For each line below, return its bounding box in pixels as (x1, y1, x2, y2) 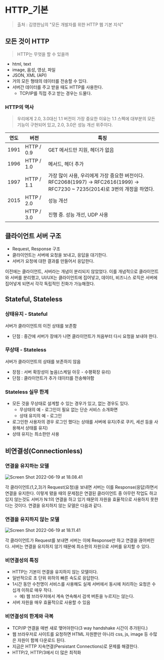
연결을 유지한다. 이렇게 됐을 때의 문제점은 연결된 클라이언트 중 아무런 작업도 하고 (5, 490, 158, 496)
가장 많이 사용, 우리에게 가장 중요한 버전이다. (48, 172, 144, 179)
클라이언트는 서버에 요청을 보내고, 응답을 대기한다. (12, 252, 107, 258)
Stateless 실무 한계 (5, 388, 49, 395)
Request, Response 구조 (12, 245, 61, 252)
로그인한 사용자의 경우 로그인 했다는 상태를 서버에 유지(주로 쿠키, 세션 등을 (12, 419, 153, 425)
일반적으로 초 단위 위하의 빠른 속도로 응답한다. (12, 575, 100, 581)
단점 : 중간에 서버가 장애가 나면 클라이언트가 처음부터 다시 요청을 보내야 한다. (12, 333, 158, 339)
